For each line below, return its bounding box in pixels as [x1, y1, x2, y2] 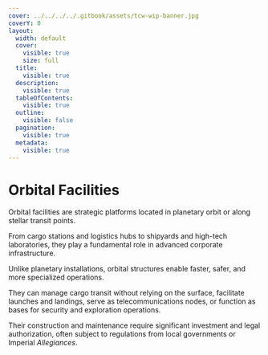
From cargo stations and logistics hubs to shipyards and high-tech [8, 231, 228, 241]
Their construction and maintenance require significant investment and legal [8, 320, 261, 330]
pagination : [15, 124, 56, 132]
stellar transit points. [8, 216, 76, 226]
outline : [15, 109, 45, 117]
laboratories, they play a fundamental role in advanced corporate [8, 240, 223, 250]
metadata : [15, 138, 48, 147]
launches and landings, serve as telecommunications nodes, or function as [8, 296, 256, 306]
